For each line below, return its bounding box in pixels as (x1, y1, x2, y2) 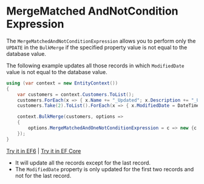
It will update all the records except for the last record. (15, 159, 151, 166)
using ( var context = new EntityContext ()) (6, 80, 118, 86)
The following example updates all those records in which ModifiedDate (6, 62, 185, 69)
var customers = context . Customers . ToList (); (17, 91, 135, 98)
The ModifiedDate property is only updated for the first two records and (15, 165, 194, 172)
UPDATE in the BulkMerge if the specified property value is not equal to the (6, 44, 188, 51)
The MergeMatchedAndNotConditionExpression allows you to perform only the (6, 37, 196, 44)
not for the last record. (15, 172, 72, 179)
